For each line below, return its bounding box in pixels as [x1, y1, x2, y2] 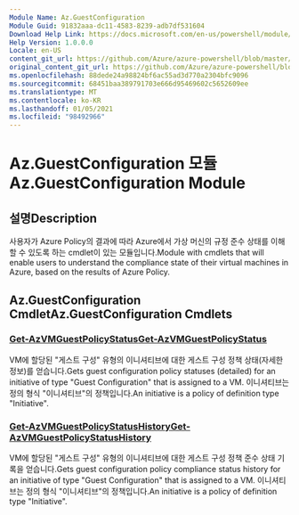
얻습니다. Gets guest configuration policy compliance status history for [25, 464, 281, 475]
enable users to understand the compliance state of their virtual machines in [9, 257, 289, 268]
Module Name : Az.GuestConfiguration [9, 12, 145, 22]
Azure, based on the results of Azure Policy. [9, 266, 171, 277]
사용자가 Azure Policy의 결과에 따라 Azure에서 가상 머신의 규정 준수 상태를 [9, 236, 269, 247]
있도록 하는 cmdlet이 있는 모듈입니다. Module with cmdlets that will [28, 247, 264, 258]
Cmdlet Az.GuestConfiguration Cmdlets [9, 307, 233, 322]
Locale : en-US [9, 46, 62, 55]
